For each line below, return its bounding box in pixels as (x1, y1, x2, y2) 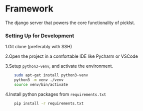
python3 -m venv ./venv (14, 77, 64, 83)
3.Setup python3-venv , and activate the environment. (5, 63, 113, 69)
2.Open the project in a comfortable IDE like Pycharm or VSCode (5, 53, 138, 59)
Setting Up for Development (5, 32, 74, 39)
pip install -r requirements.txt (14, 101, 84, 106)
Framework (5, 3, 53, 15)
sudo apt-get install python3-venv (14, 73, 88, 78)
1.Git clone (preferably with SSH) (5, 44, 72, 50)
